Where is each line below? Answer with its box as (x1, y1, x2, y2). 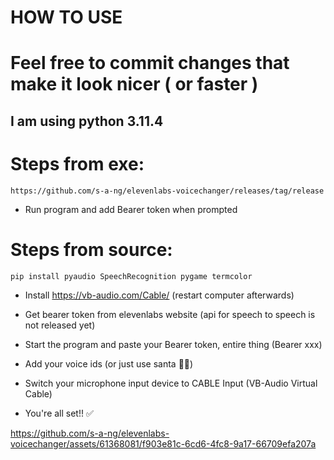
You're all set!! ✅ (24, 407, 94, 419)
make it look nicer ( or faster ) (10, 73, 259, 96)
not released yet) (24, 319, 96, 331)
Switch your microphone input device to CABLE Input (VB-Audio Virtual (24, 377, 318, 389)
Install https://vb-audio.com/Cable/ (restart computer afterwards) (24, 289, 295, 301)
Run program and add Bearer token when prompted (24, 203, 238, 215)
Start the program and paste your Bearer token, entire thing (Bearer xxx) (24, 338, 323, 350)
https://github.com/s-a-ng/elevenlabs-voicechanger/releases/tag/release (10, 186, 325, 196)
